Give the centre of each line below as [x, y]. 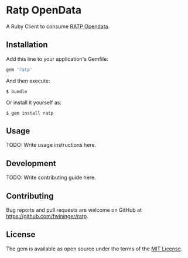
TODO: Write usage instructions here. [51, 145]
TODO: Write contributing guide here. [51, 178]
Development [31, 164]
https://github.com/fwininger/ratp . [47, 216]
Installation [27, 45]
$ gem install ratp [30, 113]
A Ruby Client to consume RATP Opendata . [58, 26]
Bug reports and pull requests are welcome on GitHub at [74, 210]
